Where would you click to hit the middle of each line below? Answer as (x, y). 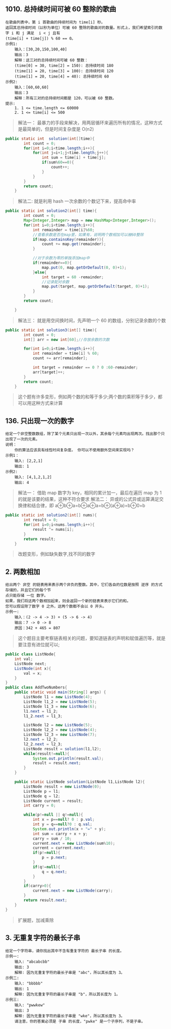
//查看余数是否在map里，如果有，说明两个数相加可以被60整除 (88, 235)
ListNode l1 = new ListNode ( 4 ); (58, 697)
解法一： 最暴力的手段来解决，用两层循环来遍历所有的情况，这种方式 (90, 122)
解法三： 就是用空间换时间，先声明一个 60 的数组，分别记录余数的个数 (92, 320)
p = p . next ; (54, 857)
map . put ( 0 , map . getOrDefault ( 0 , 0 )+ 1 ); (84, 267)
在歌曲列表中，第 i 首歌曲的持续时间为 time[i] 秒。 (55, 22)
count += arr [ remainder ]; (60, 358)
